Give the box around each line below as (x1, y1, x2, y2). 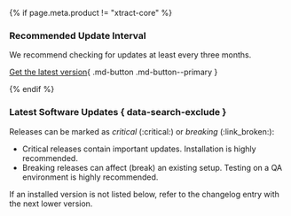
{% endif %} (9, 84, 55, 95)
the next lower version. (9, 198, 93, 209)
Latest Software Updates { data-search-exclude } (9, 106, 227, 119)
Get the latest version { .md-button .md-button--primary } (9, 66, 218, 78)
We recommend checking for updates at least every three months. (9, 50, 252, 60)
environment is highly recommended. (21, 172, 159, 182)
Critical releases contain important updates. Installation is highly (21, 143, 256, 154)
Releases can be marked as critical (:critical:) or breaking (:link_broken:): (9, 126, 275, 136)
